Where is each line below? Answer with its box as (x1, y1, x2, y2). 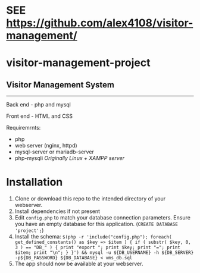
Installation (6, 175, 63, 189)
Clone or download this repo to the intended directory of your (14, 195, 166, 202)
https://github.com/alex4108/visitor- (6, 16, 193, 30)
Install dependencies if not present (14, 208, 100, 215)
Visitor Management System (6, 80, 115, 90)
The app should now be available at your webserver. (14, 260, 143, 268)
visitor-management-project (6, 56, 151, 70)
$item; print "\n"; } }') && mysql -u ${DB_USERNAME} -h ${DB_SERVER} (14, 250, 194, 256)
